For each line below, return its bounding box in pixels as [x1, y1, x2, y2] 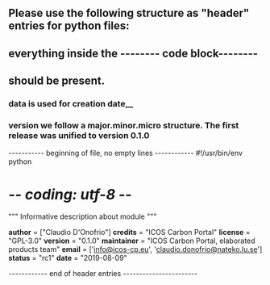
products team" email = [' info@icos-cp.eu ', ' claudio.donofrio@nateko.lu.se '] [8, 245, 263, 254]
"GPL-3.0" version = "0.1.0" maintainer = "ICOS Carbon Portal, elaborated [8, 236, 255, 245]
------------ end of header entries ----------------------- [8, 269, 198, 279]
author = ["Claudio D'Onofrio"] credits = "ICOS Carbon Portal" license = [8, 228, 251, 237]
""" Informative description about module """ [8, 212, 157, 221]
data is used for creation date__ [8, 98, 134, 110]
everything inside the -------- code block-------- [8, 46, 259, 60]
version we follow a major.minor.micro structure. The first [8, 120, 239, 132]
